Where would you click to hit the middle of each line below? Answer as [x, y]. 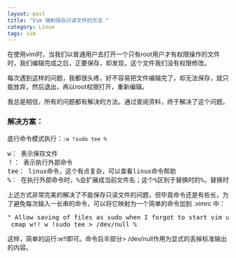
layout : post [26, 14]
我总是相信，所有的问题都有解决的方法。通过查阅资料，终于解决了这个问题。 [118, 102]
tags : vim [22, 33]
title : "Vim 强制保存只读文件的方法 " [58, 20]
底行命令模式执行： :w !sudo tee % [57, 138]
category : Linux [31, 27]
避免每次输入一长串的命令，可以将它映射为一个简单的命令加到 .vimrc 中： [119, 203]
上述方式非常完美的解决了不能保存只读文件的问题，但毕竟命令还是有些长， [115, 195]
